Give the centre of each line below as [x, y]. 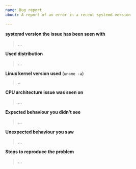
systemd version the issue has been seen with [55, 34]
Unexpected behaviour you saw [39, 132]
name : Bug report [24, 10]
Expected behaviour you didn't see [43, 112]
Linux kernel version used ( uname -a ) [45, 73]
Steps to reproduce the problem [40, 152]
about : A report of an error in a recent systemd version [68, 15]
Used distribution [24, 54]
